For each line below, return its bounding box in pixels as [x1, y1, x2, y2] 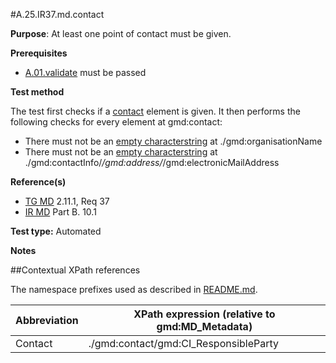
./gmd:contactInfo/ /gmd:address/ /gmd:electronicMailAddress [24, 157, 280, 168]
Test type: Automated [10, 225, 102, 237]
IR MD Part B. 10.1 [24, 206, 97, 218]
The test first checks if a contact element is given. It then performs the [10, 105, 301, 117]
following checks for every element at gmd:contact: [10, 116, 223, 128]
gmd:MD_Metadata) [156, 320, 253, 333]
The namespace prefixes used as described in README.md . [10, 284, 258, 295]
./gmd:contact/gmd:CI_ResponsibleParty [88, 337, 280, 350]
